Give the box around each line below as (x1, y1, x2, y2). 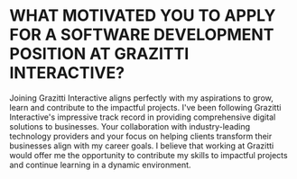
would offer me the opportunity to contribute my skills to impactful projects (9, 149, 288, 160)
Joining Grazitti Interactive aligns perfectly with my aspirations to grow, (9, 92, 274, 103)
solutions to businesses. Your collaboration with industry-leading (9, 121, 251, 131)
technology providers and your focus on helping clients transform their (9, 130, 273, 141)
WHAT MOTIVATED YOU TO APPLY (9, 5, 276, 26)
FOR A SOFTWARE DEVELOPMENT (9, 24, 274, 45)
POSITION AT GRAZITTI (9, 44, 190, 64)
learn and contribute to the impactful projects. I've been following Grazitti (9, 102, 282, 112)
